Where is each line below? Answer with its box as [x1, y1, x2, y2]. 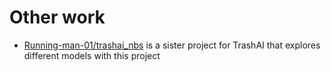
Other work [9, 6, 106, 29]
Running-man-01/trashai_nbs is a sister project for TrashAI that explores [23, 39, 321, 51]
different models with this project [23, 49, 161, 61]
